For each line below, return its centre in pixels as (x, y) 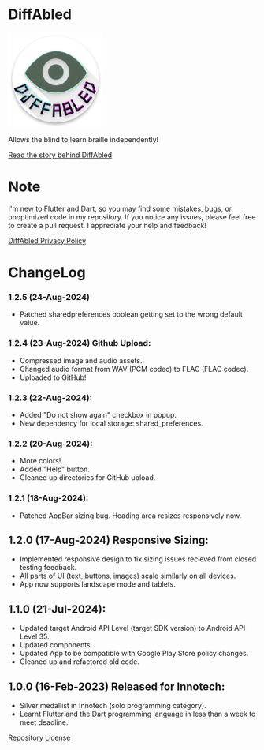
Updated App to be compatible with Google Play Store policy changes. (134, 654)
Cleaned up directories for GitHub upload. (87, 478)
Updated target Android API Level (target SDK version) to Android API (132, 628)
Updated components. (56, 645)
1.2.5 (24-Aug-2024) (49, 297)
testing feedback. (48, 568)
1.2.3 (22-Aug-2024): (50, 398)
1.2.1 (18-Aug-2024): (48, 498)
